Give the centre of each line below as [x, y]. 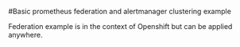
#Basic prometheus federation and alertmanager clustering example [120, 11]
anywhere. [25, 35]
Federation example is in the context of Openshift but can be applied [120, 26]
